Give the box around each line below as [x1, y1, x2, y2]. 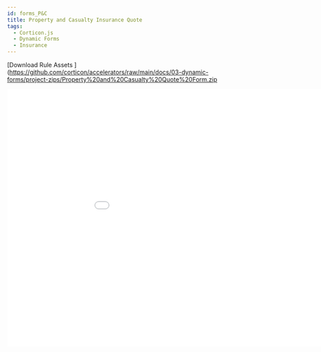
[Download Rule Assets [7, 61, 73, 69]
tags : [7, 23, 23, 30]
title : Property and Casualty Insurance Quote [7, 16, 143, 23]
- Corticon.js [13, 29, 53, 36]
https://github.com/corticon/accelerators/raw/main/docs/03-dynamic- [9, 68, 209, 76]
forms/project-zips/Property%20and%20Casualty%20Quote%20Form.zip [7, 75, 217, 83]
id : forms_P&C [7, 10, 48, 17]
